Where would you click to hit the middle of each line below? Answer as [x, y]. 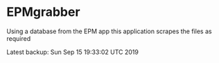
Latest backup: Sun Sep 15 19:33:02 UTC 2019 [73, 52]
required [19, 38]
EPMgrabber [43, 12]
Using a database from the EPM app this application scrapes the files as [109, 31]
